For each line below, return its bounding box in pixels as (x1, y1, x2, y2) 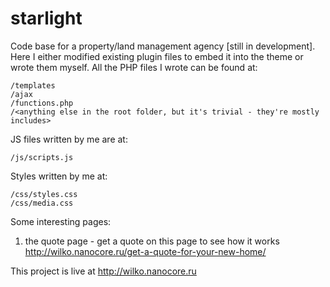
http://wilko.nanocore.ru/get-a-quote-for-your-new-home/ (24, 245, 267, 257)
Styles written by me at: (10, 170, 108, 182)
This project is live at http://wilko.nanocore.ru (10, 265, 197, 277)
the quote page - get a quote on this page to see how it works (24, 235, 280, 247)
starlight (10, 7, 83, 30)
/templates (10, 80, 56, 91)
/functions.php (10, 98, 74, 108)
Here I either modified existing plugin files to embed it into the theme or (10, 50, 304, 62)
